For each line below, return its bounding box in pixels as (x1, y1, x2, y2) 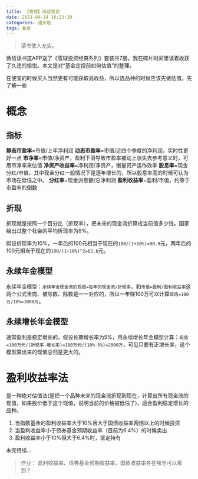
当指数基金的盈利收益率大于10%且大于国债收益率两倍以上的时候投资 (14, 419, 181, 426)
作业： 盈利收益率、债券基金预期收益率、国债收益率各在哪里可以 (20, 459, 177, 466)
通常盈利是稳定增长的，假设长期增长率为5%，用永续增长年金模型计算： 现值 (6, 334, 189, 341)
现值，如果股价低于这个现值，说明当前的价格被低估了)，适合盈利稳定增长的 (6, 399, 189, 406)
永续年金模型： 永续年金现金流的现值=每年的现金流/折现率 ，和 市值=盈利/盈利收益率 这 (6, 283, 192, 290)
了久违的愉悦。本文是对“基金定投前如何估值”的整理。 (6, 62, 135, 69)
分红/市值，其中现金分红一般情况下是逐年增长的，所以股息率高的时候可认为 (6, 169, 189, 176)
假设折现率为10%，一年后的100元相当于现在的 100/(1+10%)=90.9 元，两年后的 (6, 240, 192, 247)
